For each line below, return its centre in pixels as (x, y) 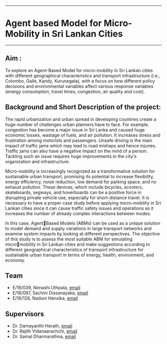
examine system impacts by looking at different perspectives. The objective (83, 233)
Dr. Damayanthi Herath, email (42, 326)
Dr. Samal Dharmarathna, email (44, 337)
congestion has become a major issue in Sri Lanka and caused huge (75, 129)
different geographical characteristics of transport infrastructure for (75, 249)
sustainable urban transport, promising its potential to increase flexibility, (80, 176)
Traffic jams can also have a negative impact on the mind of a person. (77, 151)
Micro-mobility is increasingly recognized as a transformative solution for (80, 171)
